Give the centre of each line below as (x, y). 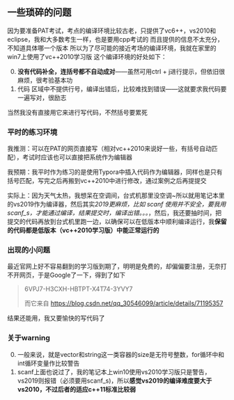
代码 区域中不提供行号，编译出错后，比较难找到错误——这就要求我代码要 (122, 88)
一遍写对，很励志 (42, 97)
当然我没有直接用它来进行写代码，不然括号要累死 (77, 112)
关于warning (29, 338)
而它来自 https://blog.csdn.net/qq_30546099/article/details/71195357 (124, 303)
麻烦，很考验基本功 (45, 80)
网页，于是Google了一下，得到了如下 (72, 275)
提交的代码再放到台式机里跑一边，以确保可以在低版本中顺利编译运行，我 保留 (117, 222)
